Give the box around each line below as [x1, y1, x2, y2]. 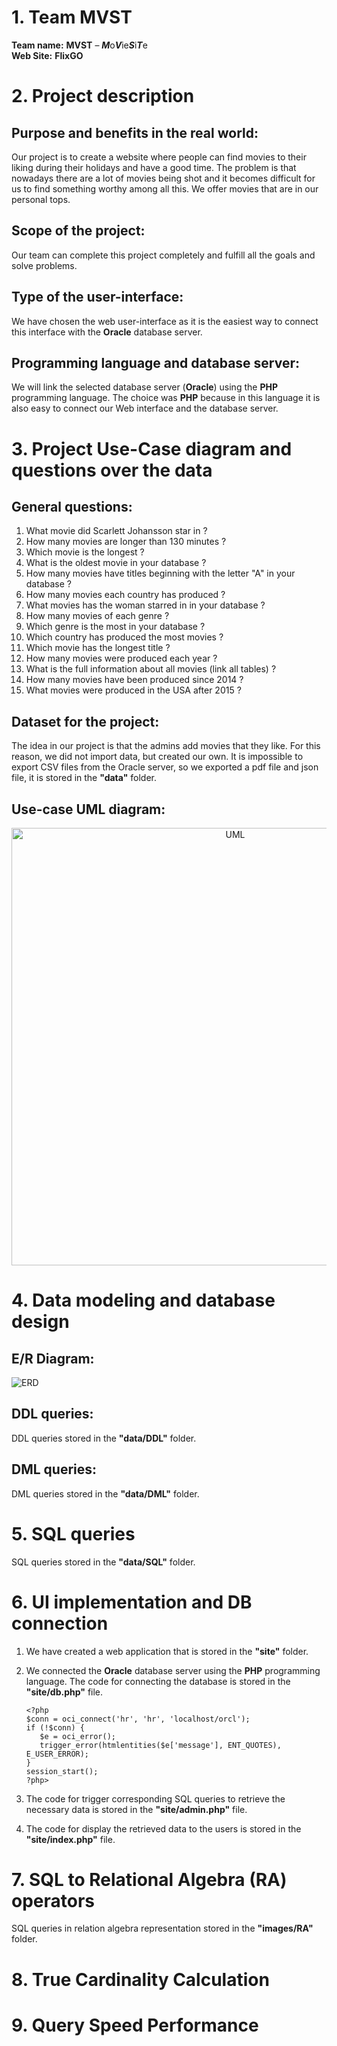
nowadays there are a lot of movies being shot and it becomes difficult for [11, 172, 316, 184]
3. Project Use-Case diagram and [11, 437, 293, 460]
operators [11, 1889, 96, 1912]
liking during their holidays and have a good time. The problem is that [11, 161, 297, 173]
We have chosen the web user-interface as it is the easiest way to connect [11, 315, 319, 327]
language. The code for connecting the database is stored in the [25, 1675, 291, 1687]
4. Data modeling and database [11, 1289, 276, 1312]
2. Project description [11, 85, 195, 108]
